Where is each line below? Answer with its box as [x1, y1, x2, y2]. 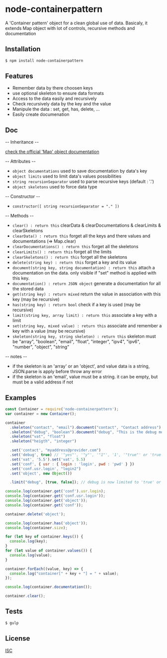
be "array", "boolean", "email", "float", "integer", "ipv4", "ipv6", [12, 339, 141, 345]
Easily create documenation [12, 111, 70, 117]
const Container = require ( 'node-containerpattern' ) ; [5, 407, 119, 412]
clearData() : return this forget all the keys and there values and [12, 233, 151, 239]
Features [5, 72, 33, 81]
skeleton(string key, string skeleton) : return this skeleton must [12, 333, 156, 339]
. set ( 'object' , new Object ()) [9, 471, 72, 476]
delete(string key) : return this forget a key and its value [12, 260, 137, 266]
